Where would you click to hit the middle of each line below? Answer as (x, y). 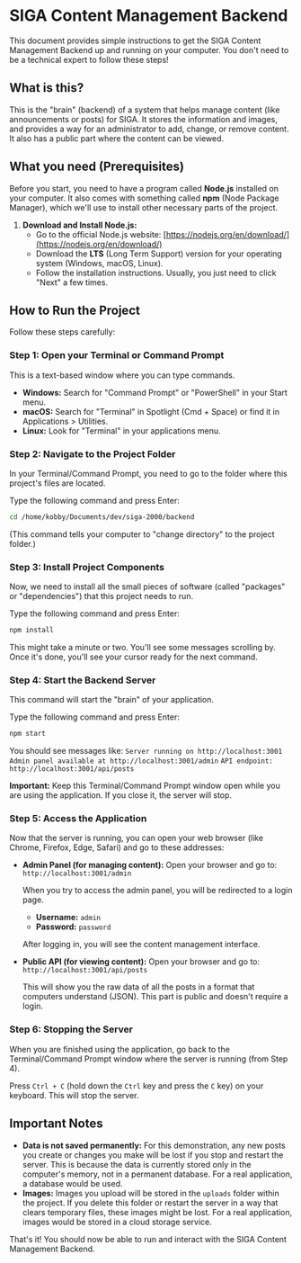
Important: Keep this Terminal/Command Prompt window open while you (145, 786)
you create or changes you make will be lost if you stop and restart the (153, 1155)
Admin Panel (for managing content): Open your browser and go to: (150, 865)
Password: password (73, 927)
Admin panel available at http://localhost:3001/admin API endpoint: (142, 761)
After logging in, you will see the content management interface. (141, 945)
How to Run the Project (75, 310)
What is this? (47, 88)
